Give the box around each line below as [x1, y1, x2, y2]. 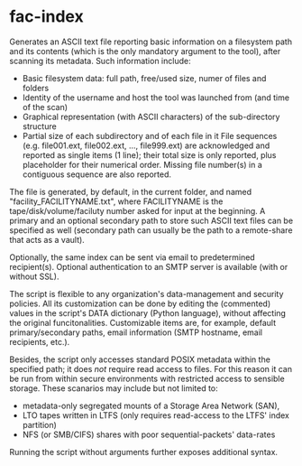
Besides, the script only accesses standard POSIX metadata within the [9, 354, 270, 365]
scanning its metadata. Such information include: [9, 55, 191, 66]
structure [22, 120, 57, 132]
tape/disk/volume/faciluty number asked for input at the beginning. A [9, 205, 266, 216]
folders [22, 82, 50, 93]
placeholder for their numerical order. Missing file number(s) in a [22, 159, 263, 170]
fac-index [9, 6, 84, 27]
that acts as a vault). [9, 234, 86, 245]
